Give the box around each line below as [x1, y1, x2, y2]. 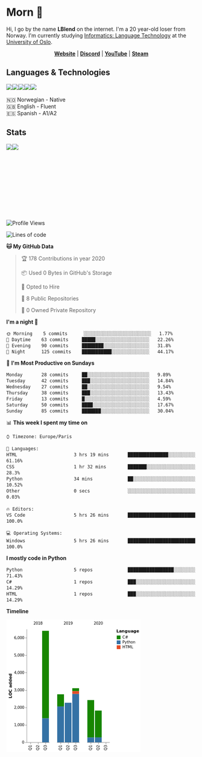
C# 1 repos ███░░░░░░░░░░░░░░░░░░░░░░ [6, 579, 196, 585]
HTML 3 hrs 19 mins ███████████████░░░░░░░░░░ [6, 452, 196, 458]
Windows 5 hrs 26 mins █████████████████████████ [6, 537, 196, 544]
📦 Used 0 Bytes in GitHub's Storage [21, 269, 112, 276]
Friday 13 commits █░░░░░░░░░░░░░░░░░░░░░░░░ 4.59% [6, 395, 171, 402]
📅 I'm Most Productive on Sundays [6, 359, 95, 366]
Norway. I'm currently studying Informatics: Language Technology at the [6, 31, 187, 39]
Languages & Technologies [6, 68, 110, 78]
